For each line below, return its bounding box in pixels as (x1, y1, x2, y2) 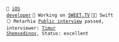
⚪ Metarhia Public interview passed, (6, 18, 104, 24)
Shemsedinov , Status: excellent (6, 30, 88, 37)
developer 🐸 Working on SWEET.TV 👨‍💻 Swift (6, 12, 114, 18)
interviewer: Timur (6, 25, 56, 31)
